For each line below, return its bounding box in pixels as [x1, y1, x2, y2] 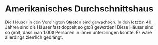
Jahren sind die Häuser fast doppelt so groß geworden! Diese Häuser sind [5, 24, 154, 30]
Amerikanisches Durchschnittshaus [5, 3, 154, 14]
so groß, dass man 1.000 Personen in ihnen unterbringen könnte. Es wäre [5, 29, 152, 35]
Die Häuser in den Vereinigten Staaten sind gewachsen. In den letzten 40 [5, 19, 152, 25]
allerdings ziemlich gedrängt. [5, 34, 63, 40]
